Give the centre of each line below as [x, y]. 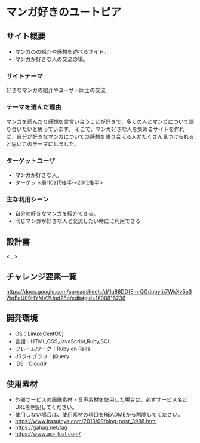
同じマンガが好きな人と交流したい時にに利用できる [78, 221]
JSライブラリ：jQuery [42, 356]
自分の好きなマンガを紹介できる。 [57, 213]
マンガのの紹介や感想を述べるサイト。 [62, 52]
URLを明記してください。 [46, 407]
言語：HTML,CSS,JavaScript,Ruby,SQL [63, 341]
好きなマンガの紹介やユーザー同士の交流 [56, 90]
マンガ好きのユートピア [64, 12]
